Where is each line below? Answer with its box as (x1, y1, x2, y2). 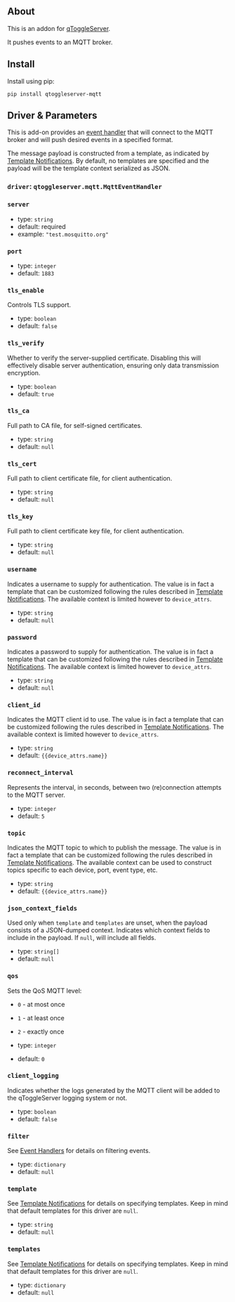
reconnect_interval (7, 769, 74, 777)
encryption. (7, 368, 41, 377)
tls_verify (7, 339, 44, 347)
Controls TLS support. (7, 301, 72, 309)
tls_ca (7, 407, 30, 415)
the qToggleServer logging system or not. (7, 1093, 128, 1102)
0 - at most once (17, 1000, 65, 1008)
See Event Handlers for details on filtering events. (7, 1147, 151, 1155)
